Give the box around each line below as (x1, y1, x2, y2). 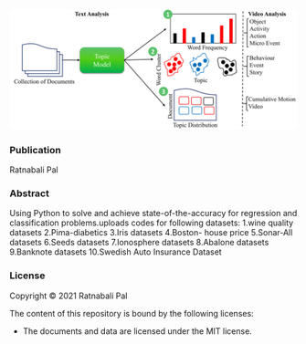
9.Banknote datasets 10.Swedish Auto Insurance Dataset (9, 246, 222, 257)
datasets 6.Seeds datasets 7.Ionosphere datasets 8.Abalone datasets (9, 237, 269, 248)
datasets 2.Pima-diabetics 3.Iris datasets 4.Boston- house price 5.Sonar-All (9, 227, 293, 238)
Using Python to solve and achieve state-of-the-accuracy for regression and (9, 208, 298, 219)
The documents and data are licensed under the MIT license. (22, 325, 253, 337)
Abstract (9, 187, 50, 200)
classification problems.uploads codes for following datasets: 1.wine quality (9, 217, 294, 228)
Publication (9, 143, 61, 156)
